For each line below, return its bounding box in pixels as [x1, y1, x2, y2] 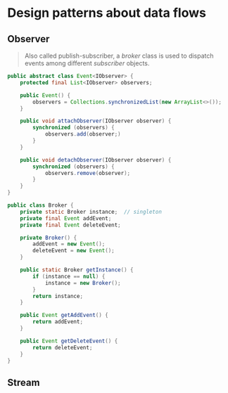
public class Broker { [7, 202, 74, 209]
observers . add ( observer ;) [44, 131, 121, 138]
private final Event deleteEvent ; [20, 221, 121, 228]
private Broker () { [20, 234, 77, 241]
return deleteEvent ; [32, 344, 93, 351]
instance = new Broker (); [44, 279, 121, 286]
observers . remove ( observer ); [44, 169, 131, 176]
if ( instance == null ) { [32, 273, 106, 280]
